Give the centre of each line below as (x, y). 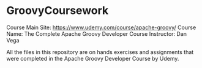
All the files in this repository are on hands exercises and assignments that (100, 52)
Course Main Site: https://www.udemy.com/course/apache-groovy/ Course (101, 27)
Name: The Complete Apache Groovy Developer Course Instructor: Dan (97, 33)
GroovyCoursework (58, 11)
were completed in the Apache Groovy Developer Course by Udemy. (93, 58)
